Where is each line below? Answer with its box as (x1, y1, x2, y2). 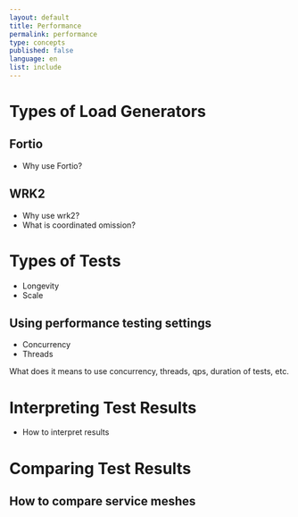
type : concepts (9, 38, 66, 47)
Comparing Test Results (9, 458, 192, 479)
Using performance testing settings (9, 316, 212, 331)
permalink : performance (9, 29, 98, 38)
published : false (9, 46, 74, 55)
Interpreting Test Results (9, 397, 197, 418)
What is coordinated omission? (21, 220, 137, 230)
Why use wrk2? (21, 210, 80, 221)
